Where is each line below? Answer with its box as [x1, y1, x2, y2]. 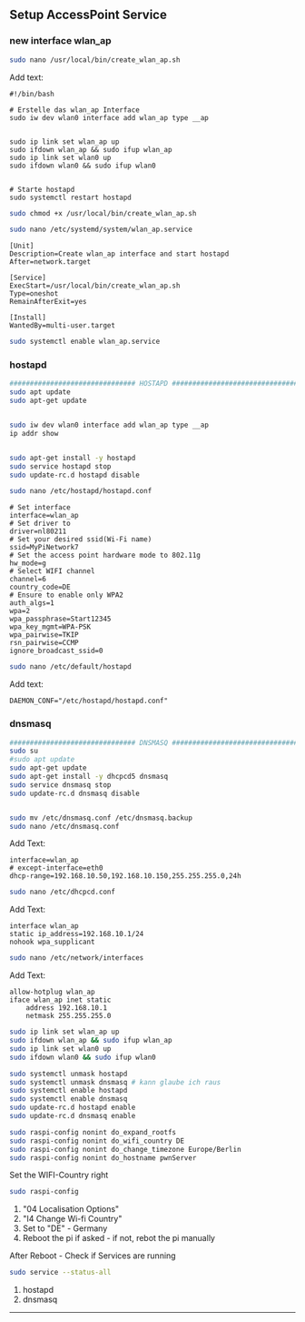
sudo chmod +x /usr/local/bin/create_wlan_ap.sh [9, 208, 197, 217]
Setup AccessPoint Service [9, 7, 168, 23]
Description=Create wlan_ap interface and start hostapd [9, 249, 230, 258]
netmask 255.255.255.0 [25, 1012, 112, 1021]
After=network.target [9, 257, 92, 267]
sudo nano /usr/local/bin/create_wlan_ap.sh [9, 55, 181, 65]
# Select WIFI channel [9, 567, 95, 576]
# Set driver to [9, 519, 71, 529]
